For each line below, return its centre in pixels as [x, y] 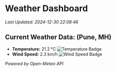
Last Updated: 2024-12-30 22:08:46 [42, 22]
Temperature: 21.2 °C [34, 49]
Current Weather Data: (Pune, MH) [58, 37]
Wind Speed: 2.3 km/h [35, 54]
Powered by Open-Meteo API [34, 63]
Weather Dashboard [47, 9]
